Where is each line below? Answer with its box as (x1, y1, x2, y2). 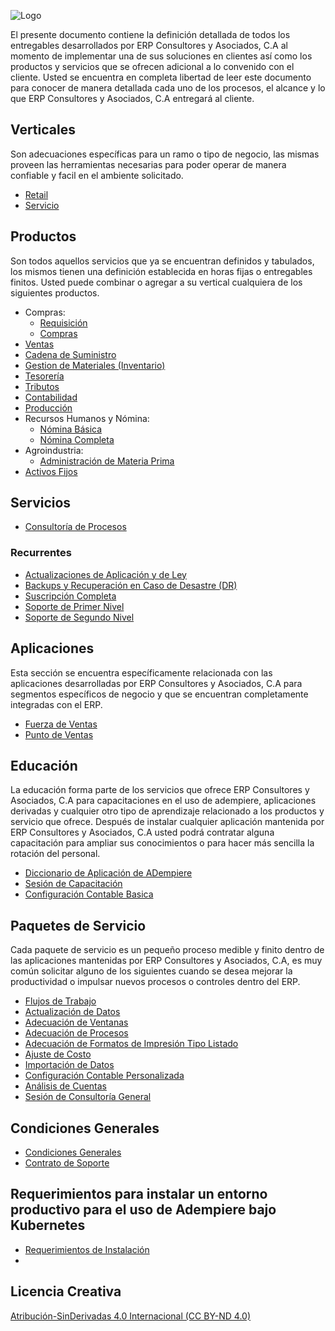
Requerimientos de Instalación (24, 1243, 150, 1255)
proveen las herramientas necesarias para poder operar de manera (10, 158, 287, 170)
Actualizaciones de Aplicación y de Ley (24, 568, 187, 580)
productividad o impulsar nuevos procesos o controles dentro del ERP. (10, 976, 301, 988)
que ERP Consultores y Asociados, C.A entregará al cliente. (10, 93, 255, 104)
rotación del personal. (10, 848, 101, 860)
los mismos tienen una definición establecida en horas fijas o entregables (10, 265, 313, 277)
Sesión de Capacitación (24, 878, 123, 890)
